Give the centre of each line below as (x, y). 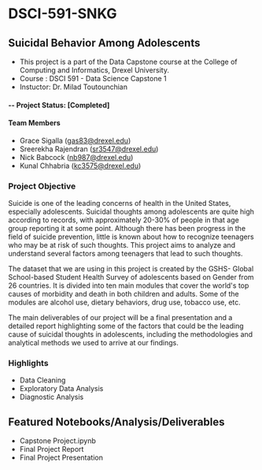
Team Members (34, 123)
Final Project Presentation (61, 457)
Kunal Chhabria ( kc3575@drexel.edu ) (80, 166)
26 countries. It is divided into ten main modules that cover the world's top (129, 285)
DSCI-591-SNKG (63, 14)
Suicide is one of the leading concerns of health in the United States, (120, 203)
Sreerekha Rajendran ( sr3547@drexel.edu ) (89, 149)
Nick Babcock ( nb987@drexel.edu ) (76, 157)
